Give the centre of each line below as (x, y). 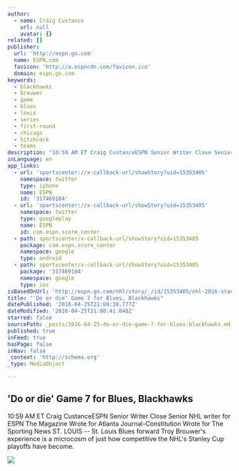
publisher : (23, 47)
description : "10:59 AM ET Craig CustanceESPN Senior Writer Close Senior (121, 153)
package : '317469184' (52, 271)
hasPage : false (30, 344)
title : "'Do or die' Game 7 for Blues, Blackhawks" (85, 298)
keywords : (22, 80)
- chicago (28, 133)
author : (19, 14)
